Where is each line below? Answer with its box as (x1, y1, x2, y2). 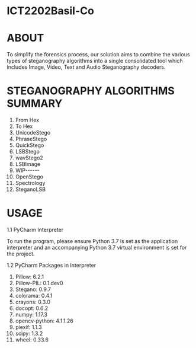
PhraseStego (15, 135, 47, 143)
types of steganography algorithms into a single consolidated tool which (7, 58, 183, 65)
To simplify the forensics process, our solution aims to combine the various (7, 51, 190, 58)
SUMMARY (7, 97, 63, 110)
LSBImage (15, 161, 41, 168)
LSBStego (15, 148, 40, 155)
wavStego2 (15, 154, 43, 161)
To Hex (15, 123, 33, 130)
